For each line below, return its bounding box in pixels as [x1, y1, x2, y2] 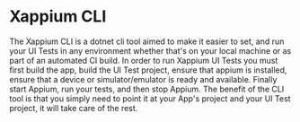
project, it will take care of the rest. [9, 102, 138, 113]
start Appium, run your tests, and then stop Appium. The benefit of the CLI [9, 83, 285, 94]
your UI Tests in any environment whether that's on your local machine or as [9, 45, 292, 56]
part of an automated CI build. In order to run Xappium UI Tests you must [9, 55, 278, 65]
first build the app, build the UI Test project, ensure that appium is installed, [9, 65, 287, 75]
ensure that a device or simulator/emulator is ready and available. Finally [9, 74, 278, 84]
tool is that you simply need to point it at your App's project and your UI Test [9, 92, 291, 104]
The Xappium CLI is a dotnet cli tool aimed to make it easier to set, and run [9, 36, 285, 47]
